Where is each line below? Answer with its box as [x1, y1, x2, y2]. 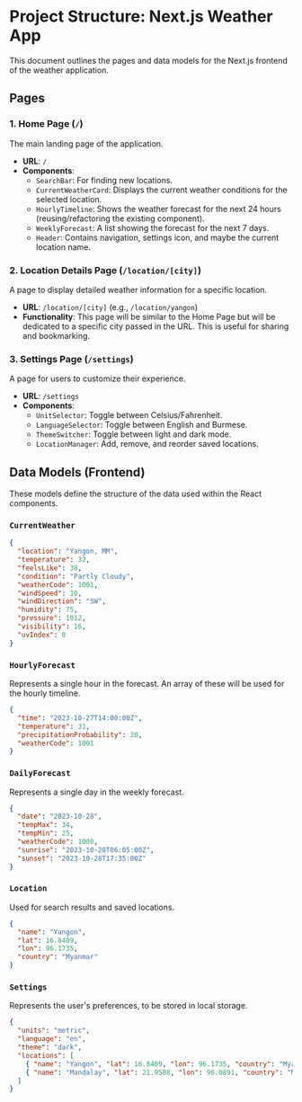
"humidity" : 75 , [17, 605, 78, 615]
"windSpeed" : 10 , [17, 589, 83, 598]
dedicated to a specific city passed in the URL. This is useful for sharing [22, 321, 289, 332]
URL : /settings [22, 391, 79, 402]
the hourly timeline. [9, 688, 81, 698]
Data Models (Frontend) [9, 465, 146, 480]
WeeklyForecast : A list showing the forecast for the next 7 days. [35, 222, 270, 233]
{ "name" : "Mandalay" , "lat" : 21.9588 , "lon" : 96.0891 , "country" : [25, 1068, 284, 1077]
